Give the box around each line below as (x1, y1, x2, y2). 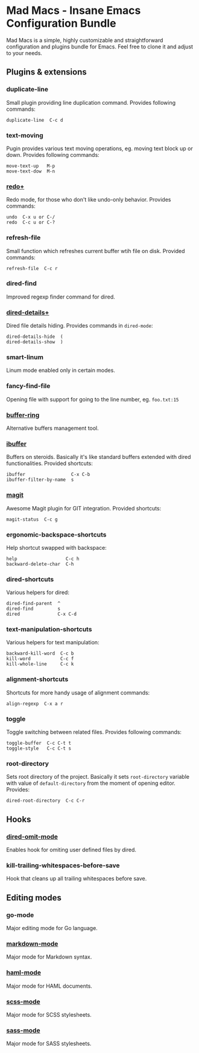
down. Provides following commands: (6, 151, 99, 158)
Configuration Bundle (6, 16, 116, 30)
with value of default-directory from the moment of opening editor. (6, 779, 176, 787)
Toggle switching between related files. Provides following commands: (6, 728, 182, 736)
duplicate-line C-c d (6, 117, 63, 123)
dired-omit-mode (6, 832, 58, 840)
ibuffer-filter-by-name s (6, 477, 74, 483)
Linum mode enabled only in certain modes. (6, 367, 116, 374)
